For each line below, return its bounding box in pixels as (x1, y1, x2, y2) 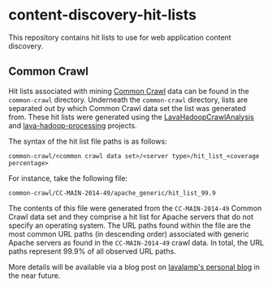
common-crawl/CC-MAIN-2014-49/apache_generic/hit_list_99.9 (8, 189, 217, 197)
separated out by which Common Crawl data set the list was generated (8, 103, 246, 113)
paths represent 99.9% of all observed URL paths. (8, 246, 176, 256)
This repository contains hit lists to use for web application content (8, 32, 231, 42)
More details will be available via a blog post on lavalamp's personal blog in (8, 262, 260, 272)
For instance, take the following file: (8, 173, 128, 183)
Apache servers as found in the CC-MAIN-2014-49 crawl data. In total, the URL (8, 238, 265, 247)
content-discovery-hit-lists (8, 6, 197, 24)
